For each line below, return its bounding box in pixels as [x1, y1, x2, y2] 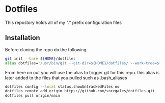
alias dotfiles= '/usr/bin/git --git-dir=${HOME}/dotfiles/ [5, 61, 129, 65]
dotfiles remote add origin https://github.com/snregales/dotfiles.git [5, 89, 155, 94]
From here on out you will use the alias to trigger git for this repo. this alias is [5, 69, 160, 75]
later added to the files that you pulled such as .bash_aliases [5, 75, 127, 81]
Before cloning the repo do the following [5, 46, 87, 52]
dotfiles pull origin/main [5, 93, 60, 98]
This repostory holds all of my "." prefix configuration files [5, 20, 122, 25]
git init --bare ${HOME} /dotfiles [5, 56, 76, 61]
